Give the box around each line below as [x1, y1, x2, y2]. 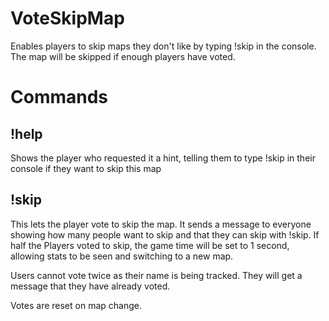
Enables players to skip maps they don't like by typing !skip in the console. [10, 40, 317, 52]
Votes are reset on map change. [10, 299, 142, 311]
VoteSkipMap [10, 7, 125, 30]
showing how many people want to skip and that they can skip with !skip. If [10, 228, 320, 241]
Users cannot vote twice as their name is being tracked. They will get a [10, 269, 303, 281]
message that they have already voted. [10, 280, 171, 292]
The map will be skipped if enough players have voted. [10, 50, 236, 62]
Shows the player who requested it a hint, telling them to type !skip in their [10, 152, 316, 164]
